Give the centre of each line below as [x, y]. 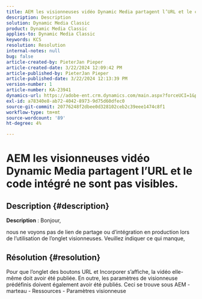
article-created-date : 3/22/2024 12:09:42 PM [64, 68]
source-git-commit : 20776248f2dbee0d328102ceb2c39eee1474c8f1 [86, 107]
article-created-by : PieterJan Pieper [55, 62]
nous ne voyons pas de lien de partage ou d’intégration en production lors [98, 232]
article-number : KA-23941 [38, 90]
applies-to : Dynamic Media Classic [51, 34]
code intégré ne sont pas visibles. [92, 184]
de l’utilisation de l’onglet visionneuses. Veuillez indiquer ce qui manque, [96, 238]
